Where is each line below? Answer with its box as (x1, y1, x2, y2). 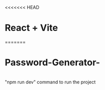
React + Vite (5, 22, 58, 34)
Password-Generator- (5, 57, 100, 68)
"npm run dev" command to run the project (5, 79, 96, 85)
